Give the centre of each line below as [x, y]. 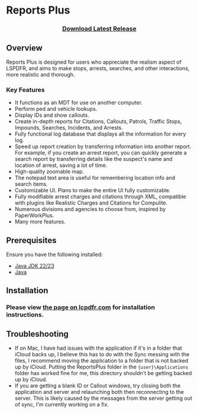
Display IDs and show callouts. [52, 115]
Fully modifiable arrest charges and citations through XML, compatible [100, 197]
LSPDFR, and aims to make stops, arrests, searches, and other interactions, [98, 68]
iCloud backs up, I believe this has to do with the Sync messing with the [102, 354]
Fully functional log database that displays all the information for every [100, 134]
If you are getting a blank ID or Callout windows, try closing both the [98, 386]
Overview [25, 48]
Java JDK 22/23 [34, 266]
